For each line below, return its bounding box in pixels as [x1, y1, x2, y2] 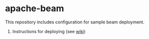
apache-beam [5, 3, 64, 14]
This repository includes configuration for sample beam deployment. [5, 19, 145, 25]
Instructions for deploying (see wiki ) [12, 28, 86, 34]
